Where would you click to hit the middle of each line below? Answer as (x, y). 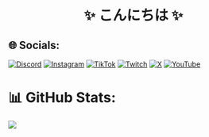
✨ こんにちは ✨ (134, 15)
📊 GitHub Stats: (62, 98)
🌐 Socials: (34, 45)
